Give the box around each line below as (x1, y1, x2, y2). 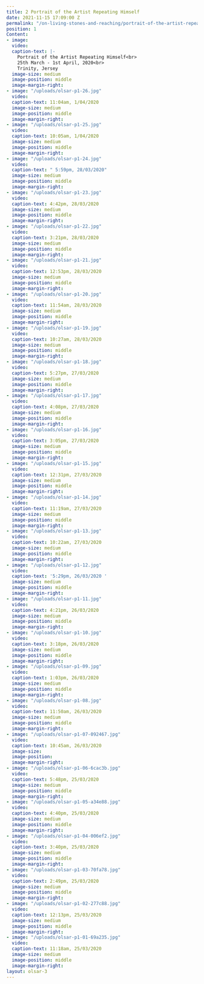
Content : (6, 32, 29, 38)
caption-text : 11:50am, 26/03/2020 (12, 708, 102, 715)
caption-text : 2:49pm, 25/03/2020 (12, 878, 99, 884)
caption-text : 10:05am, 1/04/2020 (12, 133, 99, 140)
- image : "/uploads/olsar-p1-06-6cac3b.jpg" (6, 765, 121, 772)
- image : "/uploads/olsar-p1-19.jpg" (6, 325, 102, 331)
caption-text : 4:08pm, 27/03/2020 (12, 404, 99, 410)
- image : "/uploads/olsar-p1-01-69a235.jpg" (6, 934, 121, 941)
